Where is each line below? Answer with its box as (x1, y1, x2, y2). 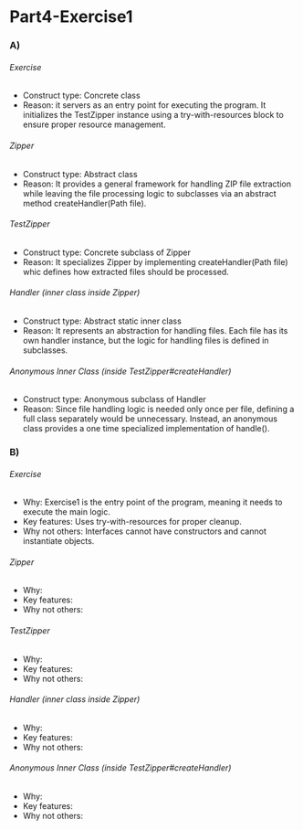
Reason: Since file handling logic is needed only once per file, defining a (22, 404, 295, 415)
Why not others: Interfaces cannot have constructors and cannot (22, 526, 266, 537)
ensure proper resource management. (22, 119, 166, 130)
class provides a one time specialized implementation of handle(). (22, 423, 270, 434)
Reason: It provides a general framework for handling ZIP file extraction (22, 178, 292, 189)
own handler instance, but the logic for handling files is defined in (22, 335, 269, 346)
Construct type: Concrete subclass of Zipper (22, 247, 192, 258)
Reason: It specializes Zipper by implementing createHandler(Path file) (22, 256, 289, 267)
